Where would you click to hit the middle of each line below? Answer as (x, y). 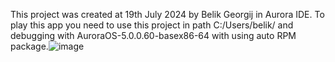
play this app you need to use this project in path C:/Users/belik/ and (152, 25)
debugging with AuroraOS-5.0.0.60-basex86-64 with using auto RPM (153, 35)
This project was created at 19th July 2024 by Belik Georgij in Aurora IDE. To (167, 14)
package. (29, 46)
